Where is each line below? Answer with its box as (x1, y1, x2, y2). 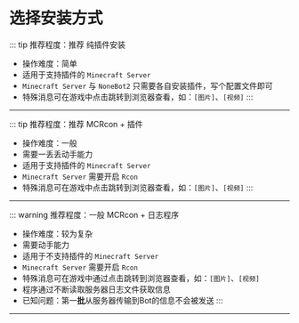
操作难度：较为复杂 (21, 228, 93, 238)
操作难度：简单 (21, 58, 77, 69)
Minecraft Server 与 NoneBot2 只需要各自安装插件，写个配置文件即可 (21, 80, 273, 91)
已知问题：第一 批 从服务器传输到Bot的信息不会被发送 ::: (21, 295, 223, 305)
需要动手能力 (21, 239, 69, 250)
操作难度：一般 (21, 137, 77, 148)
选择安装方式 (9, 8, 104, 28)
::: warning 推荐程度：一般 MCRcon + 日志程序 (9, 209, 180, 220)
